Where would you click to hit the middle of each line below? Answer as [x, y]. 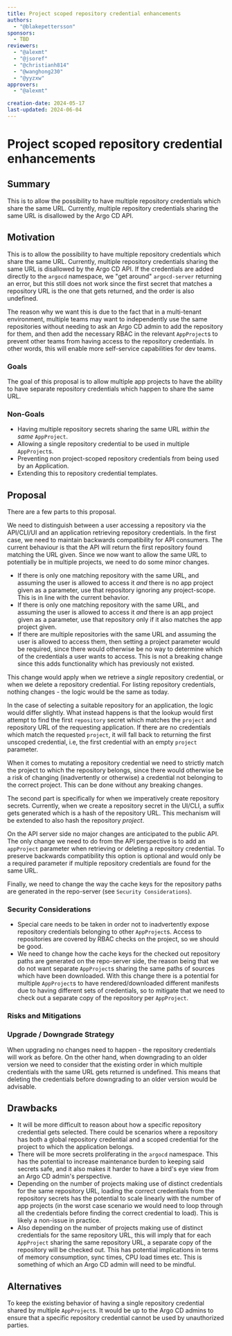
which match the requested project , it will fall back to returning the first [109, 735]
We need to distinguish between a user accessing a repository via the [107, 525]
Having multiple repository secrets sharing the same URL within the [113, 429]
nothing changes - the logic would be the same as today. [88, 692]
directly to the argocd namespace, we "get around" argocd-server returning [115, 276]
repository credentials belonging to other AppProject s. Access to [109, 932]
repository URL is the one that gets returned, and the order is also [101, 291]
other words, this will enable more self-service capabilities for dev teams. [112, 348]
